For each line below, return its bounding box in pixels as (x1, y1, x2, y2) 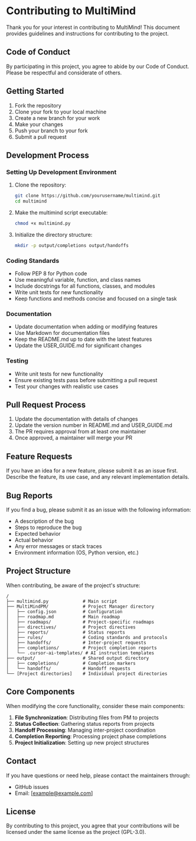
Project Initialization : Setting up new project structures (14, 739, 149, 746)
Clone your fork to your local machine (14, 108, 107, 115)
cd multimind (14, 198, 47, 204)
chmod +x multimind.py (14, 220, 71, 226)
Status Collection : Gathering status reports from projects (14, 720, 155, 727)
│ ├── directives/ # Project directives (6, 624, 136, 630)
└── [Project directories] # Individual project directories (6, 670, 168, 677)
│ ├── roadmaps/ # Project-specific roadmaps (6, 619, 155, 625)
